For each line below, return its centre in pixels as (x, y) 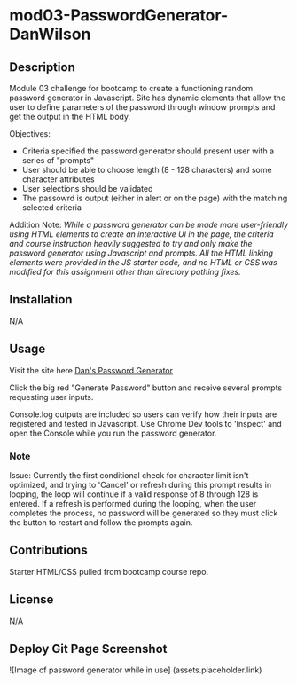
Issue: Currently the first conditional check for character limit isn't (129, 475)
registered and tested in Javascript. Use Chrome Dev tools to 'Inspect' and (145, 423)
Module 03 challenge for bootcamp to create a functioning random (131, 88)
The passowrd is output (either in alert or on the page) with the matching (155, 198)
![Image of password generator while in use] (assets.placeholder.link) (136, 670)
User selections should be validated (87, 189)
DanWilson (50, 34)
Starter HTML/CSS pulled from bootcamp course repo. (109, 571)
